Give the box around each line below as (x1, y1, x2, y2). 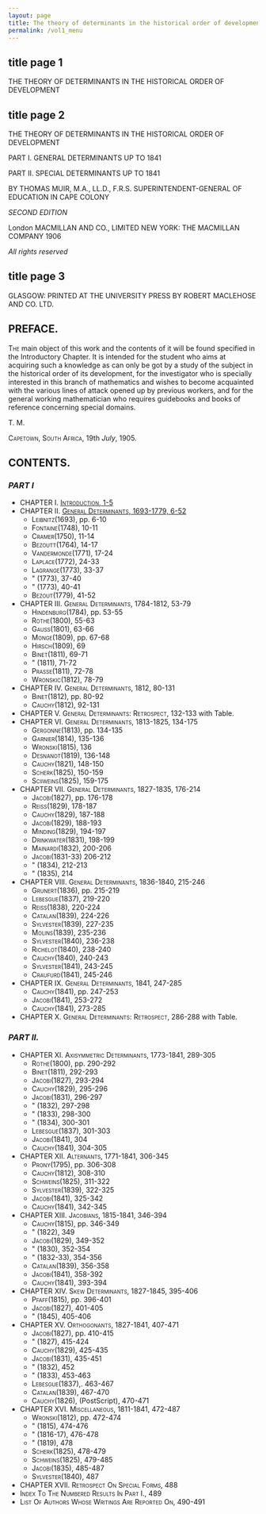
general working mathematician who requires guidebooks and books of (8, 394, 241, 403)
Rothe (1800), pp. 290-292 (31, 1059, 116, 1068)
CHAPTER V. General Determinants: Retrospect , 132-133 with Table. (19, 709, 235, 718)
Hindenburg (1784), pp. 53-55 (31, 608, 123, 617)
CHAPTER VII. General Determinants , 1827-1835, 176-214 (19, 785, 201, 794)
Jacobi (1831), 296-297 (31, 1092, 103, 1101)
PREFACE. (8, 322, 59, 336)
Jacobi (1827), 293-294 (31, 1075, 104, 1085)
